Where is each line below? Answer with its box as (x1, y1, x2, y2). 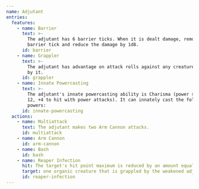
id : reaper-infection (21, 174, 76, 180)
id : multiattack (21, 130, 62, 136)
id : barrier (21, 47, 52, 53)
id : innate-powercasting (21, 108, 84, 114)
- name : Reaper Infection (17, 158, 81, 164)
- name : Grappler (17, 53, 60, 59)
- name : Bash (17, 146, 49, 152)
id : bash (21, 152, 44, 158)
